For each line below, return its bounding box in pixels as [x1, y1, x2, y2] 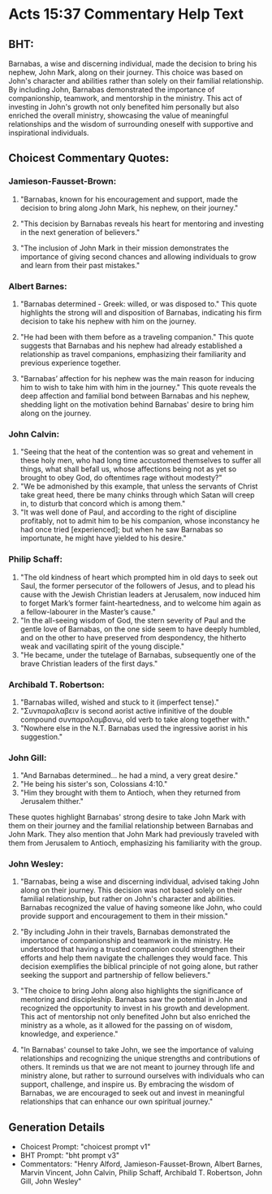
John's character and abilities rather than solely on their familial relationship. [8, 76, 264, 85]
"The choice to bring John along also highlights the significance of [19, 986, 244, 996]
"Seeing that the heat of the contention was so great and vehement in [19, 447, 253, 457]
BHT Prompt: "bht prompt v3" [19, 1151, 120, 1161]
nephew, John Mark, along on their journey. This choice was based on [8, 67, 244, 77]
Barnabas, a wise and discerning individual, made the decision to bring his [8, 59, 257, 68]
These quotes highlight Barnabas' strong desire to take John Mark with [8, 812, 246, 822]
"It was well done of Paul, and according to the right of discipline [19, 507, 237, 517]
